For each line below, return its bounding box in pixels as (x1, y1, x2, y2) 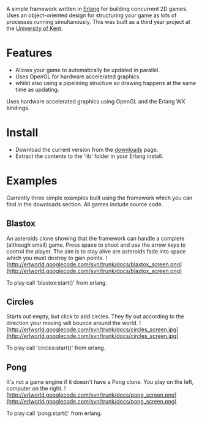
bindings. (6, 104, 30, 111)
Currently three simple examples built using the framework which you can (6, 194, 193, 201)
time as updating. (15, 86, 59, 93)
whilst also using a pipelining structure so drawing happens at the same (15, 79, 196, 86)
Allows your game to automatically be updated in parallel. (15, 66, 160, 73)
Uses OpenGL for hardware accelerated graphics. (15, 73, 141, 80)
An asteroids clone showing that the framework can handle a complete (6, 234, 185, 242)
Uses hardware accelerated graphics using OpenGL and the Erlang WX (6, 97, 185, 105)
